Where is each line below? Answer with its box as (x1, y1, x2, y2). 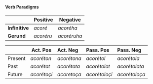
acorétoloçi (86, 71, 113, 78)
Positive (34, 16, 53, 23)
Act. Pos (31, 47, 52, 54)
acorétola (117, 55, 140, 62)
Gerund (7, 32, 26, 39)
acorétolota (117, 63, 144, 70)
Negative (59, 16, 81, 23)
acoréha (58, 25, 77, 31)
